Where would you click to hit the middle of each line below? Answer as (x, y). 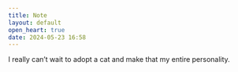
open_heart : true (37, 30)
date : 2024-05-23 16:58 (47, 37)
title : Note (28, 15)
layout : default (35, 23)
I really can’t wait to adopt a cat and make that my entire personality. (119, 59)
